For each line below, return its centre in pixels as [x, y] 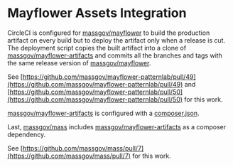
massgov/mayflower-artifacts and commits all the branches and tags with [115, 55]
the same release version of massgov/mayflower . [79, 63]
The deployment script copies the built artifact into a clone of [97, 48]
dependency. [27, 134]
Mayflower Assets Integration [97, 13]
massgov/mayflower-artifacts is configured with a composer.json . [103, 113]
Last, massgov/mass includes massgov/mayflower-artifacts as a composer [116, 126]
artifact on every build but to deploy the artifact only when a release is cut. [116, 40]
